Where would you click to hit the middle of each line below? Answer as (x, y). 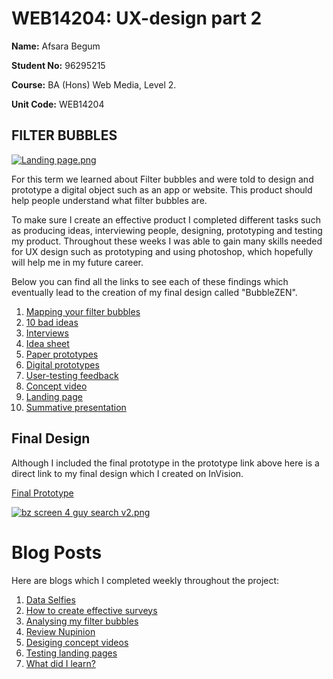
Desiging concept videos (77, 642)
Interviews (47, 333)
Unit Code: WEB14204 (58, 104)
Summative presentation (76, 407)
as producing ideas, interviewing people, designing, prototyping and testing (167, 230)
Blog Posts (57, 552)
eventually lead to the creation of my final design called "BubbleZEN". (154, 292)
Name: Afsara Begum (56, 46)
